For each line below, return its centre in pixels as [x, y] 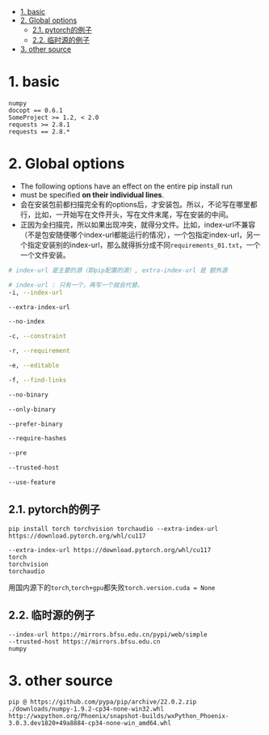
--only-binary [32, 409]
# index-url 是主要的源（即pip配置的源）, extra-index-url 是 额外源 [118, 270]
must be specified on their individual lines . [92, 194]
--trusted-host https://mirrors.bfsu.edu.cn [84, 642]
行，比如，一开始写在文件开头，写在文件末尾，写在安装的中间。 [126, 215]
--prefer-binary [36, 424]
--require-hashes [38, 439]
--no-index [27, 322]
